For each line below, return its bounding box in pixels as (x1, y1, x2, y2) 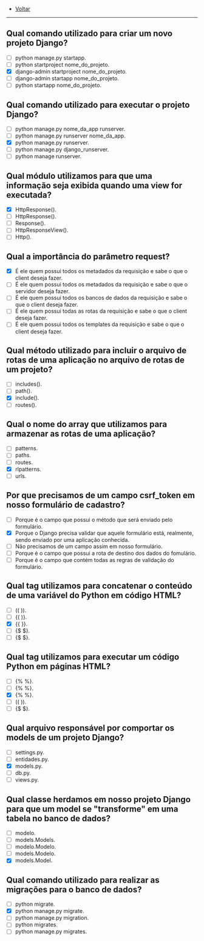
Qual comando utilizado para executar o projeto (6, 100, 190, 110)
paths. (15, 451, 32, 459)
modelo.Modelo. (15, 843, 56, 850)
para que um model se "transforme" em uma (6, 804, 178, 814)
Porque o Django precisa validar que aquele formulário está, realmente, (15, 529, 194, 536)
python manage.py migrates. (15, 928, 87, 936)
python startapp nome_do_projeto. (15, 82, 102, 89)
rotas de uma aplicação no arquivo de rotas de (6, 355, 185, 365)
